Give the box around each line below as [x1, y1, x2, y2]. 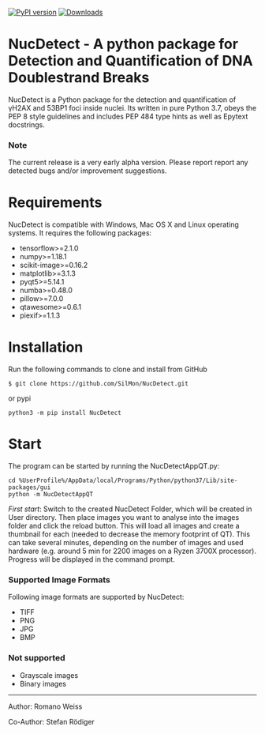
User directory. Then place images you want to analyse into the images [8, 513, 240, 522]
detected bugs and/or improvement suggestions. [8, 166, 167, 175]
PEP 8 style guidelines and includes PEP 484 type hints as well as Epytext [8, 111, 248, 121]
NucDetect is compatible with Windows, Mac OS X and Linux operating [8, 220, 239, 229]
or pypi [8, 393, 32, 403]
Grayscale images [19, 670, 79, 679]
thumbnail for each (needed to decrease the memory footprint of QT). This [8, 529, 251, 539]
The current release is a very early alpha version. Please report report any [8, 158, 248, 168]
